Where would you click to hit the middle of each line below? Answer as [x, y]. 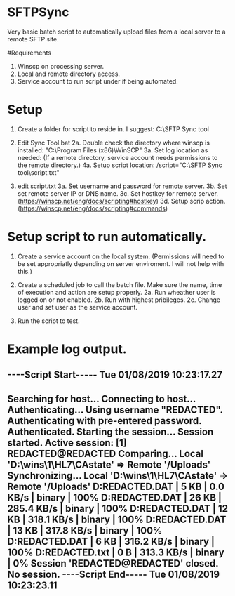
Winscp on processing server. [61, 66]
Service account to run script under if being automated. [98, 81]
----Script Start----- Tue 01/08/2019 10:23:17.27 [115, 375]
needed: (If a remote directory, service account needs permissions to [117, 157]
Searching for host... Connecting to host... [102, 398]
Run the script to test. [48, 321]
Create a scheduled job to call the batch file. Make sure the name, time [120, 284]
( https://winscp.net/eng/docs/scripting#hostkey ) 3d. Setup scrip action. [121, 201]
